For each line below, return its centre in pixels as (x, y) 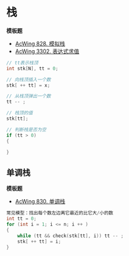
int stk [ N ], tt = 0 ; (33, 68)
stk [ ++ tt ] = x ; (28, 85)
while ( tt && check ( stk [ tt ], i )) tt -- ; (70, 236)
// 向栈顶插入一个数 (29, 79)
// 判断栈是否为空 (26, 130)
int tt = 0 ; (21, 219)
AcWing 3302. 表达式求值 (47, 51)
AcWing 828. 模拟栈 (40, 43)
